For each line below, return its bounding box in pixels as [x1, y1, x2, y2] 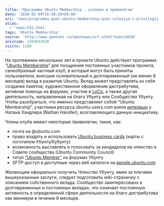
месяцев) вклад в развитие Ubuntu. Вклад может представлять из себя [5, 78, 155, 84]
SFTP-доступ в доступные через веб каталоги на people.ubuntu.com [12, 159, 156, 165]
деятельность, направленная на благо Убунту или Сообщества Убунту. [5, 94, 154, 100]
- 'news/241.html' [9, 26, 47, 30]
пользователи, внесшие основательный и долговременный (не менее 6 [5, 73, 156, 78]
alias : [5, 21, 19, 26]
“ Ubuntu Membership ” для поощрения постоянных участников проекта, [5, 62, 155, 68]
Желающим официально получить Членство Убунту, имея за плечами [5, 169, 152, 175]
